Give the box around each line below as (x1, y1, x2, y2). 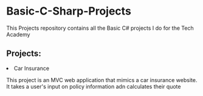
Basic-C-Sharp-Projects (6, 4, 132, 18)
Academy (6, 30, 30, 38)
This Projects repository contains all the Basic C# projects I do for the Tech (6, 24, 194, 32)
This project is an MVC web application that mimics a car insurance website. (6, 76, 198, 83)
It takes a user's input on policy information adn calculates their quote (6, 83, 181, 90)
